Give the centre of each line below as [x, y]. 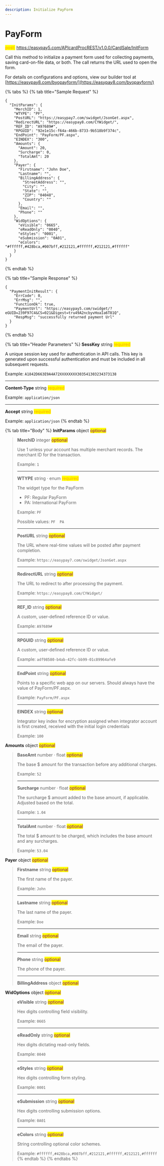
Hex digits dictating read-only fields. [53, 1044]
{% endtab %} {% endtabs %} [47, 1159]
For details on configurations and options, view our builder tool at [71, 77]
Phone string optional [39, 959]
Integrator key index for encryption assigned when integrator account [87, 721]
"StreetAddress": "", [45, 182]
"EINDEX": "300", [31, 139]
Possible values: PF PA [41, 521]
